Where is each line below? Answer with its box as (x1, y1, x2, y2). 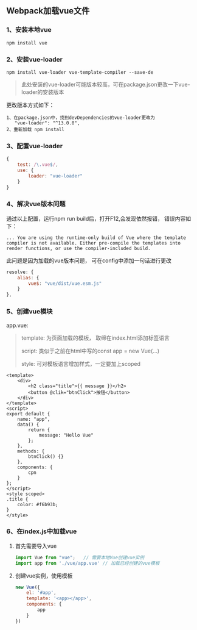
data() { (17, 421, 40, 428)
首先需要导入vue (15, 542, 57, 549)
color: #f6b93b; (17, 501, 59, 507)
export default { (6, 410, 50, 417)
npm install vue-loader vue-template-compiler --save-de (6, 69, 154, 75)
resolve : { (6, 269, 34, 275)
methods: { (17, 448, 45, 454)
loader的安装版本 (21, 88, 64, 96)
